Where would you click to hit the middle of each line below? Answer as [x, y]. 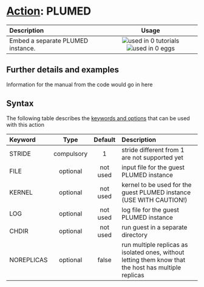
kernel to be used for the [156, 184]
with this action [25, 124]
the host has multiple [151, 267]
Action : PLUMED [49, 11]
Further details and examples [63, 70]
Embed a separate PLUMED [49, 41]
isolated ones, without [153, 252]
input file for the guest [153, 167]
